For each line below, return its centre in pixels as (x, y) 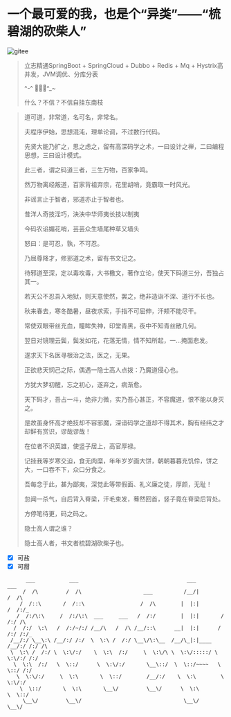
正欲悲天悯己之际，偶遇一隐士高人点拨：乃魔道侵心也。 (103, 370)
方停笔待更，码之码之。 (57, 513)
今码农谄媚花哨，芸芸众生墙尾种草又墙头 (82, 229)
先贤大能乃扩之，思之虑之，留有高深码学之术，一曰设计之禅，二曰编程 (124, 146)
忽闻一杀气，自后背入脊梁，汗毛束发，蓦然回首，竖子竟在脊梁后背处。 (124, 499)
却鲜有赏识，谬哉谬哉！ (57, 431)
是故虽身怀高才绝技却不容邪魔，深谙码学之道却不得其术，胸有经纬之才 (124, 423)
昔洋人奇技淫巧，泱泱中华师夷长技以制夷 (82, 214)
